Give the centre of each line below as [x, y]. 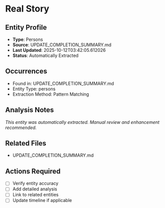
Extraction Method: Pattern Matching [51, 94]
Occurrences [26, 71]
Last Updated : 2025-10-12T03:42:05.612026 [59, 50]
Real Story [27, 9]
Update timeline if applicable [42, 200]
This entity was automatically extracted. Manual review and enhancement [82, 122]
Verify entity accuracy [35, 183]
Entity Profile [26, 27]
